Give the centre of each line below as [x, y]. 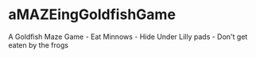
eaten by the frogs [39, 44]
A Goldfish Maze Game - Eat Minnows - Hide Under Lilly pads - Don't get [128, 37]
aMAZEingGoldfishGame [92, 15]
